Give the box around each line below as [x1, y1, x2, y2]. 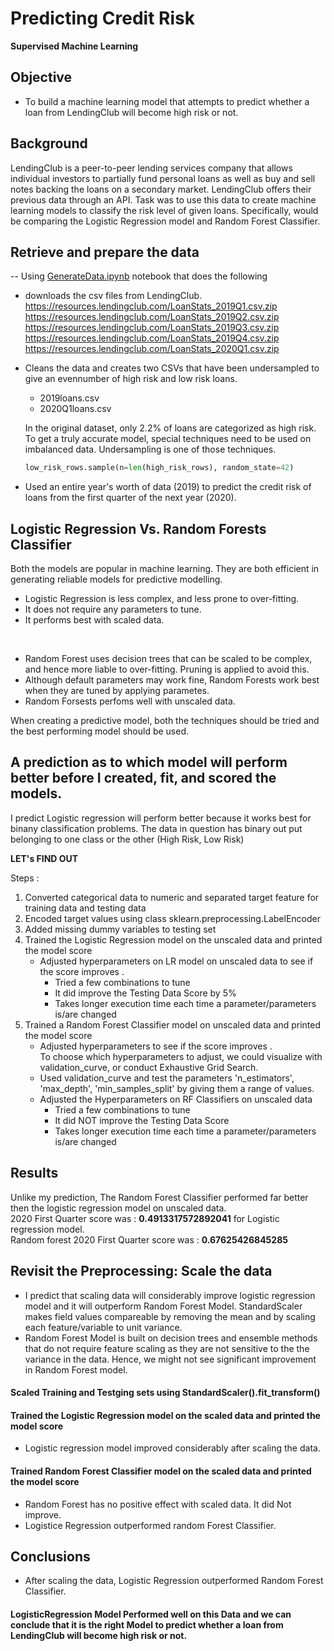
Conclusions [10, 1548, 91, 1565]
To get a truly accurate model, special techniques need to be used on [24, 433, 312, 445]
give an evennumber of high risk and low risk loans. [24, 373, 238, 385]
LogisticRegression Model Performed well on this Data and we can [10, 1608, 292, 1620]
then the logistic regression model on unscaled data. [10, 1202, 227, 1214]
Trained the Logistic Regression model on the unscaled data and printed [24, 933, 323, 946]
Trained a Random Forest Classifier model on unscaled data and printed [24, 1018, 322, 1031]
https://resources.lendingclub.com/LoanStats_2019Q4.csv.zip [24, 332, 280, 344]
